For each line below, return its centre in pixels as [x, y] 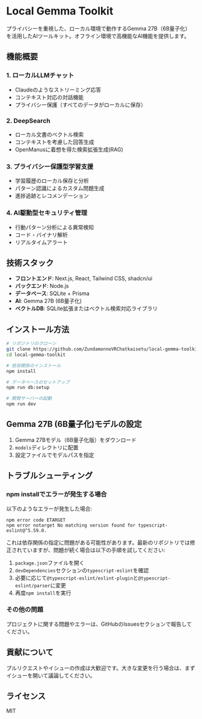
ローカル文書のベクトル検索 [49, 134]
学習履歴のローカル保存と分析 [52, 181]
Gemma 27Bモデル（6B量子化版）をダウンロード [76, 439]
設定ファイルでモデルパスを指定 [54, 454]
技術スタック [30, 263]
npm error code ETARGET [36, 520]
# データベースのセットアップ [38, 382]
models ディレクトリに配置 [47, 447]
